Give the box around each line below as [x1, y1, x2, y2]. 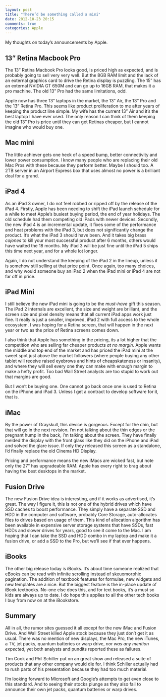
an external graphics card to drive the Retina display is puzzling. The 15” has [5, 77, 161, 83]
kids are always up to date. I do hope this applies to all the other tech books [5, 592, 160, 598]
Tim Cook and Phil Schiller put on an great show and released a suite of [5, 655, 151, 661]
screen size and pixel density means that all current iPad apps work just [5, 311, 152, 317]
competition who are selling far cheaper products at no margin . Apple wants [5, 342, 161, 348]
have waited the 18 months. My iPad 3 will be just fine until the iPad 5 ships [5, 242, 159, 248]
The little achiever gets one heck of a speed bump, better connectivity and [5, 152, 158, 157]
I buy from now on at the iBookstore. [5, 597, 80, 603]
